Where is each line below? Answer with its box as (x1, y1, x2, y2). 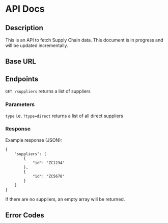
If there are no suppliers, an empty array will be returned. (5, 196, 125, 202)
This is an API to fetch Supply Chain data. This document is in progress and (5, 37, 164, 43)
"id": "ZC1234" (32, 160, 65, 165)
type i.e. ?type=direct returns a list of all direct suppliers (5, 113, 123, 119)
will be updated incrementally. (5, 42, 68, 49)
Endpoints (5, 75, 39, 83)
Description (5, 24, 43, 32)
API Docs (5, 3, 45, 15)
